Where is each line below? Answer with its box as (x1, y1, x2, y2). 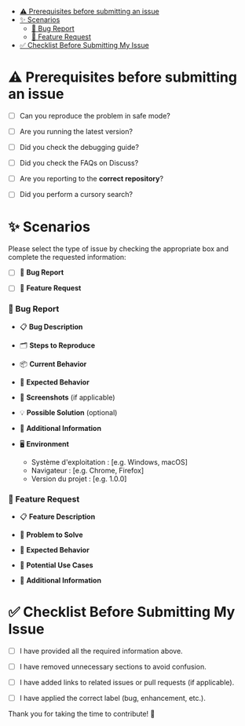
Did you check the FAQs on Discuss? (19, 159, 139, 168)
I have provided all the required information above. (19, 646, 183, 655)
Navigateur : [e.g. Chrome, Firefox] (31, 465, 144, 475)
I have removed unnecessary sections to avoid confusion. (19, 662, 207, 671)
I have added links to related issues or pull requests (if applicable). (19, 678, 235, 688)
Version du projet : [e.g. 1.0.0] (31, 474, 127, 483)
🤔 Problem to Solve (19, 530, 84, 539)
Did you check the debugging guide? (19, 143, 140, 152)
